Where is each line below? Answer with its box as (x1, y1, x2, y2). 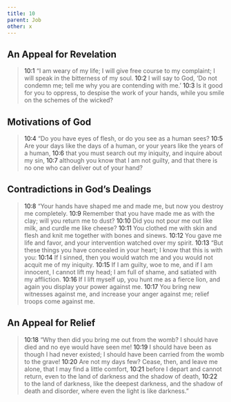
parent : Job (7, 17, 41, 23)
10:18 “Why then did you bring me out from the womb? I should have (23, 335, 219, 343)
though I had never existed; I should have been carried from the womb (23, 350, 225, 359)
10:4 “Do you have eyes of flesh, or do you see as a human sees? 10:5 (23, 134, 223, 142)
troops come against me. (23, 297, 95, 305)
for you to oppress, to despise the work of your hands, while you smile (23, 89, 225, 97)
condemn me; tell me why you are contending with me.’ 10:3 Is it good (23, 81, 223, 90)
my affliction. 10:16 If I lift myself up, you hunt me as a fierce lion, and (23, 275, 221, 283)
